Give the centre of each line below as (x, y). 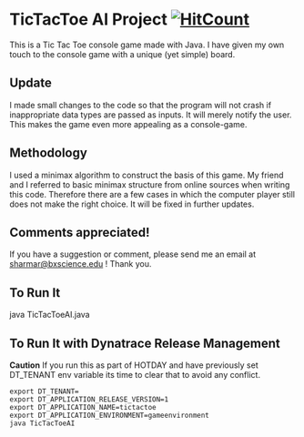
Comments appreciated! (80, 232)
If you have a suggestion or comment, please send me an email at (133, 254)
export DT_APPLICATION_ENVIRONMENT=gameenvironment (109, 415)
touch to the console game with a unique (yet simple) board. (122, 54)
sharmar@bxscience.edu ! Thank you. (81, 264)
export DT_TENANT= (44, 391)
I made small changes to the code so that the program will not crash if (140, 105)
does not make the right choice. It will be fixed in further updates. (132, 204)
